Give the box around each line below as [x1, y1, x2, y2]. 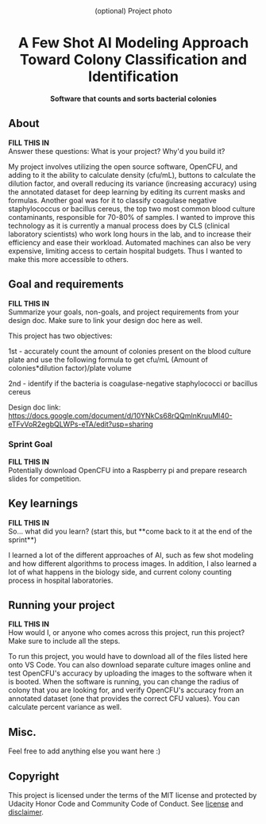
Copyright [8, 769, 60, 783]
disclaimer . [8, 807, 44, 817]
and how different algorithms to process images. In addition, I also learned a [8, 558, 257, 568]
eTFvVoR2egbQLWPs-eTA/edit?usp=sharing [8, 419, 153, 429]
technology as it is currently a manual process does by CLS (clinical [8, 221, 230, 230]
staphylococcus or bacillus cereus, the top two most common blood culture [8, 204, 256, 214]
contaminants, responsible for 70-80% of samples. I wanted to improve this [8, 212, 256, 221]
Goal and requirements [8, 278, 125, 291]
